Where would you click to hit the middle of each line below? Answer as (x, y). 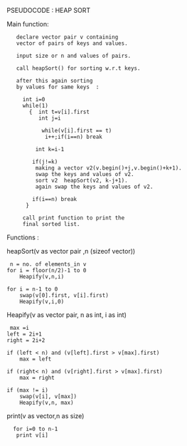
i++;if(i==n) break (73, 137)
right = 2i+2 (26, 341)
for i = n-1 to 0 (32, 289)
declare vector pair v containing (67, 37)
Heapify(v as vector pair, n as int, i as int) (67, 315)
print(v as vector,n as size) (46, 416)
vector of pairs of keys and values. (72, 43)
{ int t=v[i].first (59, 112)
